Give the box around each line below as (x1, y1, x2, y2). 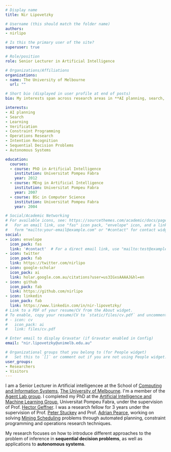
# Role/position (5, 54, 40, 59)
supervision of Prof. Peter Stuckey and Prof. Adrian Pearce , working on (5, 410, 154, 416)
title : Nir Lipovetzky (5, 12, 53, 17)
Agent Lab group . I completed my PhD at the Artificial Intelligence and (5, 394, 152, 400)
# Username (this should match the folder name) (5, 21, 110, 26)
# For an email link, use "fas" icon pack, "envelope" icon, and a (5, 223, 156, 228)
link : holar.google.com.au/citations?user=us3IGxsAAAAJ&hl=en (10, 275, 145, 280)
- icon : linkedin (5, 293, 42, 299)
